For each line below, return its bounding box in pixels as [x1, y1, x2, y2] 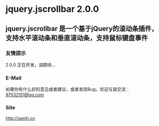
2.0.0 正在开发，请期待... [5, 62, 56, 68]
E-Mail [5, 74, 22, 81]
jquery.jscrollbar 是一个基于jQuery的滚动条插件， [5, 24, 158, 33]
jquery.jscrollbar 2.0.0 [5, 3, 99, 15]
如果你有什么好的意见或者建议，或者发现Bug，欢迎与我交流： [5, 86, 130, 92]
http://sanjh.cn [5, 115, 35, 122]
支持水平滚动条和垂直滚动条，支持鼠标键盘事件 [5, 34, 148, 42]
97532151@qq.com [5, 92, 44, 98]
